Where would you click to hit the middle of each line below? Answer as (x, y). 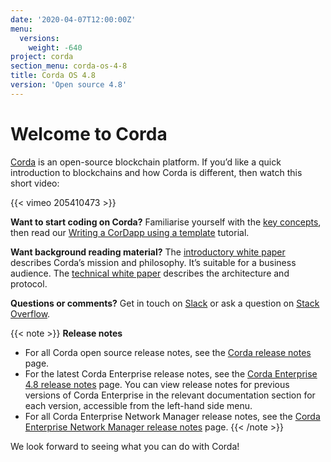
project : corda (42, 57)
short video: (35, 183)
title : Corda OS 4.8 (53, 76)
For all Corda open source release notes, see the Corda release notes (168, 352)
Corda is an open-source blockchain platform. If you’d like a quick (146, 162)
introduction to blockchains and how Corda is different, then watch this (156, 172)
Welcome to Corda (89, 133)
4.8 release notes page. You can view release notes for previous (157, 384)
